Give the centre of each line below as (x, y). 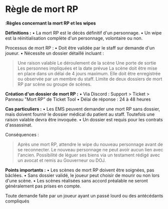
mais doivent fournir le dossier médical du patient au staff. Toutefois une (80, 114)
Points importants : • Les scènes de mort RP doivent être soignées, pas (80, 170)
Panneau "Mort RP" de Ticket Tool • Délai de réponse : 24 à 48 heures (78, 99)
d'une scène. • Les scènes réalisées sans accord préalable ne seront (76, 180)
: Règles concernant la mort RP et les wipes (51, 23)
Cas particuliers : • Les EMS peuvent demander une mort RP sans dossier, (83, 109)
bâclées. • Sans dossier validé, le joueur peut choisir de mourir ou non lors (82, 175)
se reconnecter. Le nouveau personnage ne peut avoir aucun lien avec (90, 149)
